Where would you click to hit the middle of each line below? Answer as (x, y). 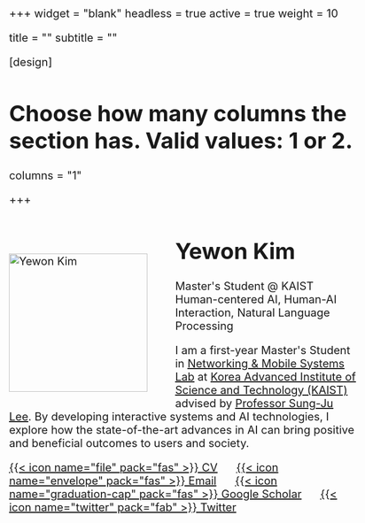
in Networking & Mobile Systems (260, 363)
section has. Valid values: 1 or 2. (181, 140)
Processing (204, 326)
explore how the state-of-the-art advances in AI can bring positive (182, 430)
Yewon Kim (235, 250)
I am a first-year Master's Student (263, 350)
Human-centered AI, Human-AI (256, 299)
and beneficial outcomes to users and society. (129, 443)
